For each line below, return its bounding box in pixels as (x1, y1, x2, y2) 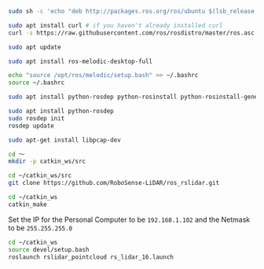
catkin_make (8, 201, 47, 208)
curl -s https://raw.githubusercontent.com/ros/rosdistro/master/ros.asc (8, 28, 255, 37)
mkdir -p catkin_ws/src (8, 157, 86, 165)
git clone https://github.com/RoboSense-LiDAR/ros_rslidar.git (8, 179, 220, 187)
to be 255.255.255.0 (8, 223, 73, 232)
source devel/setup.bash (8, 245, 90, 253)
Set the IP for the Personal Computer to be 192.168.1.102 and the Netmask (8, 215, 251, 224)
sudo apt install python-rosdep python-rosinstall (8, 93, 178, 101)
